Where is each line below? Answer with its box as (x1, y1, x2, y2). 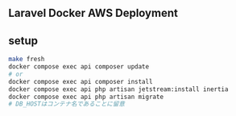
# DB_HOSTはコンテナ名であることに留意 (8, 100, 125, 108)
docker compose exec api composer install (8, 77, 153, 85)
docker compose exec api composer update (8, 63, 150, 71)
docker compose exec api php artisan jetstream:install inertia (8, 85, 229, 93)
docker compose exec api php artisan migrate (8, 93, 164, 101)
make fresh (8, 56, 45, 64)
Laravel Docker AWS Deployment (8, 6, 179, 20)
